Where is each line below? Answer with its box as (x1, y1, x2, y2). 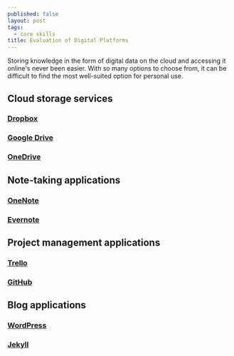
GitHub (7, 277, 33, 287)
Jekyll (7, 340, 29, 350)
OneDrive (7, 152, 41, 162)
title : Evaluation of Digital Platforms (7, 37, 129, 44)
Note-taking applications (7, 174, 121, 186)
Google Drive (7, 133, 53, 143)
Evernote (7, 215, 40, 225)
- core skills (14, 30, 55, 38)
